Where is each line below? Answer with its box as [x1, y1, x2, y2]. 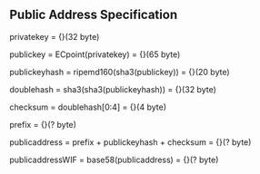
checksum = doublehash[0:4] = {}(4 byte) [9, 101, 166, 112]
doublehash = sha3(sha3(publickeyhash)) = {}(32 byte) [9, 83, 216, 94]
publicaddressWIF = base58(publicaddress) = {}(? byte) [9, 154, 219, 165]
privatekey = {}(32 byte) [9, 31, 100, 42]
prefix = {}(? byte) [9, 119, 77, 130]
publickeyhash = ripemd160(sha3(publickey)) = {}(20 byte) [9, 66, 230, 77]
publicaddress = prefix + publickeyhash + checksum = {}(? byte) [9, 136, 252, 148]
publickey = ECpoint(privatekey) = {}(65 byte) [9, 49, 181, 60]
